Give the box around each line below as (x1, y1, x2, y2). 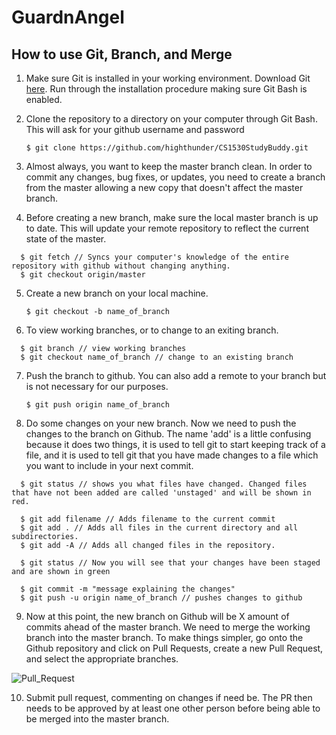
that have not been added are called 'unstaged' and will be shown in (11, 488, 312, 498)
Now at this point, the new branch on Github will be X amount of (25, 611, 290, 622)
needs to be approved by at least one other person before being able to (25, 702, 321, 714)
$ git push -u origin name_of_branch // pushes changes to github (20, 593, 303, 603)
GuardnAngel (11, 6, 125, 29)
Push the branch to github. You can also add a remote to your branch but (25, 370, 327, 381)
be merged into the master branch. (25, 713, 170, 725)
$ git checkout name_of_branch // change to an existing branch (20, 352, 294, 362)
